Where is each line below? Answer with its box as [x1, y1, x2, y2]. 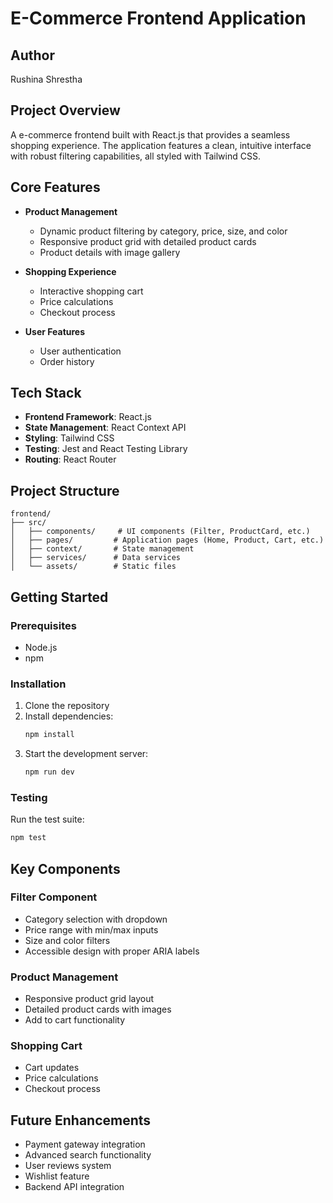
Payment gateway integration [24, 1138, 146, 1151]
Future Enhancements [10, 1112, 152, 1129]
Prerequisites [10, 618, 77, 632]
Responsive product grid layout [24, 993, 155, 1005]
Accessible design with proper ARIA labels [24, 945, 200, 957]
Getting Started [10, 588, 109, 606]
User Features [24, 325, 86, 337]
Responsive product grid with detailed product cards [39, 235, 257, 247]
